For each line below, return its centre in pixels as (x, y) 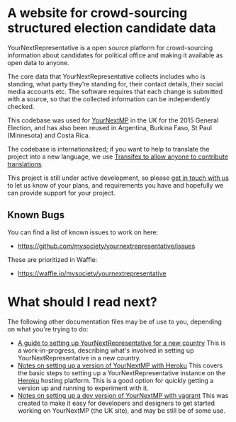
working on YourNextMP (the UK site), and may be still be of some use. (121, 410)
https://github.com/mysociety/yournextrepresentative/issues (106, 246)
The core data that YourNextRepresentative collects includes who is (106, 76)
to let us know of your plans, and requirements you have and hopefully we (116, 185)
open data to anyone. (38, 62)
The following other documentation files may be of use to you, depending (114, 321)
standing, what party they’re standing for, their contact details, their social (115, 84)
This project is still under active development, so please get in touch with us (118, 178)
